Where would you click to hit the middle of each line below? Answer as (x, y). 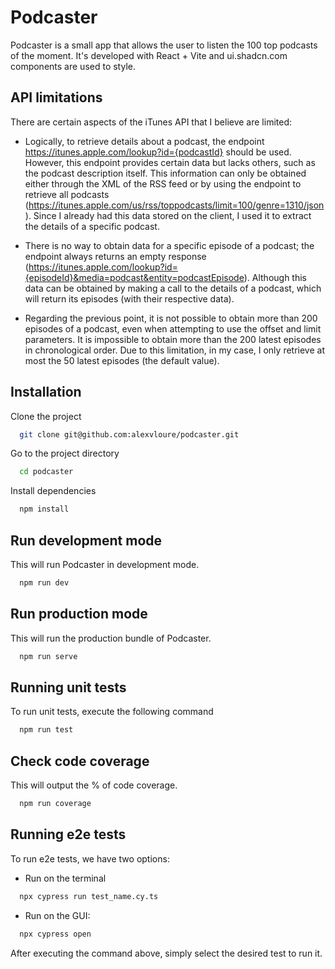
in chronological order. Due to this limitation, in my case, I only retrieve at (174, 350)
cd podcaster (46, 472)
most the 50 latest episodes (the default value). (122, 360)
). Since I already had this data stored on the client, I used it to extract (168, 215)
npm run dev (44, 583)
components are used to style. (73, 66)
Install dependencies (53, 491)
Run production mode (79, 614)
